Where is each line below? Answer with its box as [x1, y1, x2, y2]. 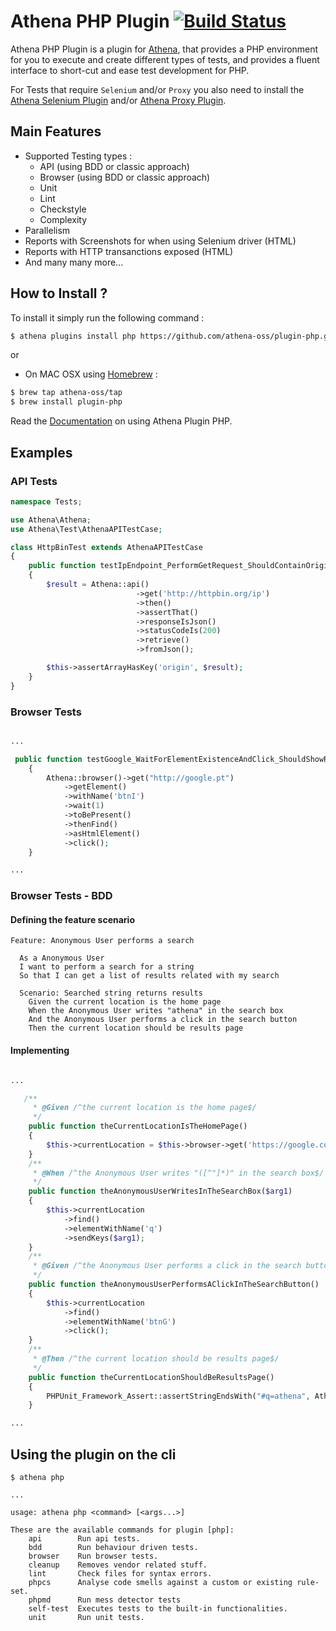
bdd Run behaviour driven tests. [28, 1542, 199, 1552]
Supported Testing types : [24, 150, 133, 162]
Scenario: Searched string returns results [19, 988, 203, 999]
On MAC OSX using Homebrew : [24, 368, 158, 380]
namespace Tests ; [10, 496, 83, 507]
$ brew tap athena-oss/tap [10, 388, 123, 398]
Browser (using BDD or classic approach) [39, 171, 211, 183]
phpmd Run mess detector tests [28, 1595, 182, 1605]
